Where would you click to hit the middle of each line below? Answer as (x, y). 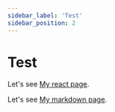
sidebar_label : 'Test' (45, 15)
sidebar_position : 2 (42, 23)
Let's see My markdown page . (57, 99)
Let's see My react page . (48, 84)
